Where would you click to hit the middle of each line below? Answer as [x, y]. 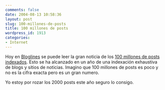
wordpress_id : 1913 [26, 33]
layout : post [19, 19]
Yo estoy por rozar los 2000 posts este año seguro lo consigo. [69, 82]
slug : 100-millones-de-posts [36, 24]
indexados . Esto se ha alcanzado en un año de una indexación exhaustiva [81, 62]
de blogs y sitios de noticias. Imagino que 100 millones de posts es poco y [82, 67]
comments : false [22, 10]
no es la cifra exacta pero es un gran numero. [52, 72]
